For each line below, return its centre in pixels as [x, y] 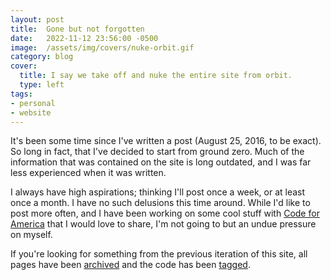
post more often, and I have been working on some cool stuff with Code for [165, 213]
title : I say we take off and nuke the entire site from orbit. [156, 76]
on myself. [31, 235]
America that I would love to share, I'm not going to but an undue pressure [163, 224]
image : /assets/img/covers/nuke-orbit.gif [102, 47]
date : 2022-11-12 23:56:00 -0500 [84, 38]
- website [31, 112]
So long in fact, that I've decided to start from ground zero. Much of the [157, 152]
